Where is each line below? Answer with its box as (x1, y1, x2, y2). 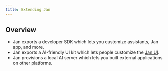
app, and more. (12, 44, 44, 50)
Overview (5, 26, 37, 34)
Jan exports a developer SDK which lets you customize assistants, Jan (12, 39, 159, 45)
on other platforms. (12, 60, 53, 66)
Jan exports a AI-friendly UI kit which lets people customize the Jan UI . (12, 49, 160, 55)
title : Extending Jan (5, 7, 51, 12)
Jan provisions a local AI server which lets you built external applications (12, 55, 163, 61)
